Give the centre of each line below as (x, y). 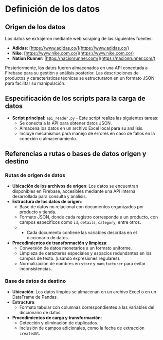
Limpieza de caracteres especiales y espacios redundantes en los (85, 253)
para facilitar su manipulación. (35, 83)
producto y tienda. (38, 212)
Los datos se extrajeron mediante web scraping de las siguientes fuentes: (79, 38)
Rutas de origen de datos (35, 175)
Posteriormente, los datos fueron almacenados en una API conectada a (76, 68)
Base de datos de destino (36, 281)
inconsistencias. (36, 268)
